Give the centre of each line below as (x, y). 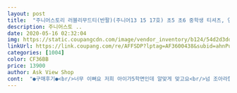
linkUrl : (20, 46)
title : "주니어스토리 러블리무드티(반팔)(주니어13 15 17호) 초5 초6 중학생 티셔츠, (116, 20)
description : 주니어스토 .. (45, 27)
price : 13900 (26, 66)
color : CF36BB (28, 59)
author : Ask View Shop (41, 72)
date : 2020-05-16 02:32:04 (47, 33)
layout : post (26, 14)
